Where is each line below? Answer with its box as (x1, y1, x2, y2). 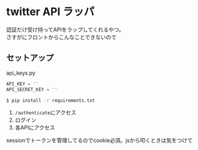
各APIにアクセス (14, 124, 55, 131)
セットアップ (6, 53, 54, 63)
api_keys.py (6, 69, 36, 77)
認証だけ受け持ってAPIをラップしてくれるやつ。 (6, 26, 125, 33)
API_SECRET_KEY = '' (6, 86, 58, 93)
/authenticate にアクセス (14, 109, 77, 116)
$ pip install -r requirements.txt (6, 97, 95, 104)
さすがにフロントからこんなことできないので (6, 33, 117, 40)
